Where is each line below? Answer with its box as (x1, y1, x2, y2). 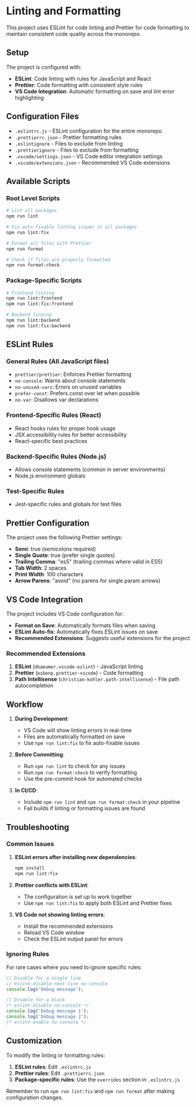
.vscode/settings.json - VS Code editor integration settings (14, 152, 163, 159)
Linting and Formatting (6, 4, 121, 18)
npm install (14, 865, 45, 871)
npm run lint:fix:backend (6, 322, 70, 329)
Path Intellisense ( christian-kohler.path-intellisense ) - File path (14, 676, 180, 683)
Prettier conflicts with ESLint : (14, 881, 89, 888)
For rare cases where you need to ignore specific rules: (6, 963, 142, 971)
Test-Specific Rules (6, 487, 64, 495)
